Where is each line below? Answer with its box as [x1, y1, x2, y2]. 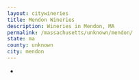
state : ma [7, 36, 36, 42]
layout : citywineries [7, 10, 69, 17]
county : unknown [7, 42, 53, 49]
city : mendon [7, 49, 45, 55]
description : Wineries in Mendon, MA [7, 23, 115, 29]
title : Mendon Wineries [7, 16, 75, 23]
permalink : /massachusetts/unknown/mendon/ [7, 29, 134, 36]
